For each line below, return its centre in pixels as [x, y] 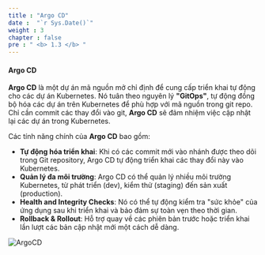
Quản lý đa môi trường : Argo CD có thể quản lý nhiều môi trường [125, 177]
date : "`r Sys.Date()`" [51, 23]
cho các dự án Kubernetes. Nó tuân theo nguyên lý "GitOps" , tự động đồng [132, 96]
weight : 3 [26, 30]
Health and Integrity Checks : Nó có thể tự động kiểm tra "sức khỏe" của [138, 202]
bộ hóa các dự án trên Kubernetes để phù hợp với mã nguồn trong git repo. [131, 104]
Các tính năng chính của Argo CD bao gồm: [79, 137]
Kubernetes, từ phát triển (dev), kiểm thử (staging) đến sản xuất [123, 186]
